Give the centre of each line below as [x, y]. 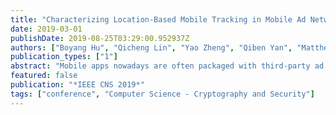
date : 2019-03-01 [46, 29]
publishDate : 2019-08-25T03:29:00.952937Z [100, 38]
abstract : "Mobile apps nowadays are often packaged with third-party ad [167, 66]
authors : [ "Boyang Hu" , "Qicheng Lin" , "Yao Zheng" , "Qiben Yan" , [151, 47]
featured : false [44, 76]
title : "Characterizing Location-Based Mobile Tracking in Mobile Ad [158, 19]
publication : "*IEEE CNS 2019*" [77, 85]
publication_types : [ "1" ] [64, 57]
